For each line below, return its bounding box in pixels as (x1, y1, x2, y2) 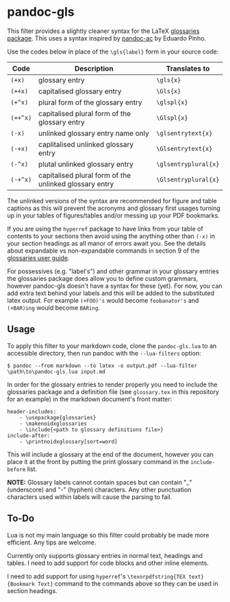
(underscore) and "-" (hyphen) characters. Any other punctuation (7, 485, 192, 494)
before (7, 466, 26, 473)
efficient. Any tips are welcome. (7, 538, 97, 546)
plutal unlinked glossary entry (38, 159, 133, 169)
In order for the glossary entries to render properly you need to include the (7, 380, 218, 389)
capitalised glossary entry (38, 86, 122, 96)
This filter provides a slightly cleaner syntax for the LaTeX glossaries (7, 27, 200, 35)
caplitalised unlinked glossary (38, 139, 134, 149)
